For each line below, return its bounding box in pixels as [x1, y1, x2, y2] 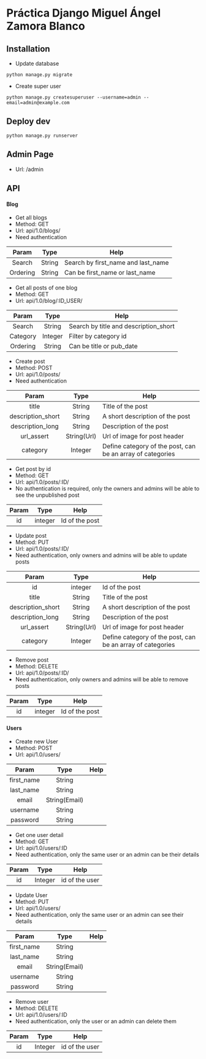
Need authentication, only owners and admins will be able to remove [15, 676, 189, 683]
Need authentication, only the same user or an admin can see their [15, 911, 184, 919]
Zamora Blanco [6, 19, 85, 33]
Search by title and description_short [69, 322, 175, 331]
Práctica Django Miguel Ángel [6, 6, 161, 20]
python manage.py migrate [6, 72, 72, 78]
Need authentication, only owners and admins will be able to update [15, 552, 187, 559]
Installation [6, 44, 50, 54]
